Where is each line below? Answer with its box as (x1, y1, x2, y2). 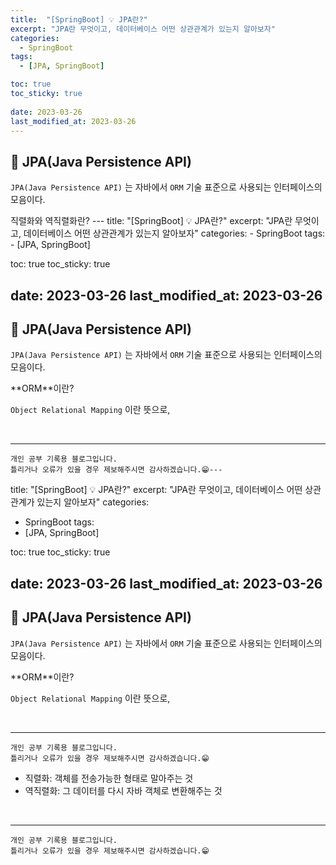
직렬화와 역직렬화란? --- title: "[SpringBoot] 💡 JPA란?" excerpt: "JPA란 (10, 215, 293, 227)
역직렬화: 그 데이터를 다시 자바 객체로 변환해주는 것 (24, 784, 223, 796)
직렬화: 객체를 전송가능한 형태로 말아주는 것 (24, 772, 194, 784)
